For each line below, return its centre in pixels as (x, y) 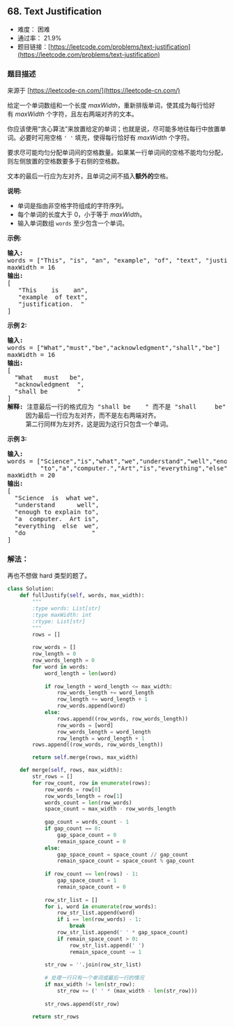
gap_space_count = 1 (87, 881)
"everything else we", (57, 526)
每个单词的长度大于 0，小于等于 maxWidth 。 (81, 214)
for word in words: (61, 667)
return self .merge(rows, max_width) (85, 757)
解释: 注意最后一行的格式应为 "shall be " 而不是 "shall (102, 407)
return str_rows (56, 1017)
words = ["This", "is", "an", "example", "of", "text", (104, 261)
